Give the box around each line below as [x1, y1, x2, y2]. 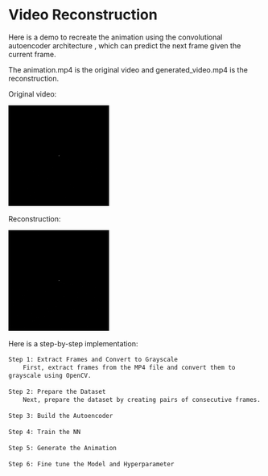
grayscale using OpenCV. [8, 371, 92, 379]
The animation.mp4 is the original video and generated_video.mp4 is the [8, 64, 248, 74]
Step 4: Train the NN [8, 428, 81, 436]
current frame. [8, 49, 56, 59]
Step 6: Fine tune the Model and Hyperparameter [8, 460, 175, 468]
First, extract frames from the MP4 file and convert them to [23, 363, 236, 371]
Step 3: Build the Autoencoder [8, 412, 113, 420]
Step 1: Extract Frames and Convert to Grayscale [8, 355, 179, 363]
